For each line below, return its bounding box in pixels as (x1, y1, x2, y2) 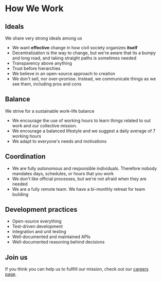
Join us (5, 253, 28, 262)
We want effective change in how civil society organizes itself (12, 45, 138, 50)
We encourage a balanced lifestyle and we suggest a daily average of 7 (12, 128, 156, 134)
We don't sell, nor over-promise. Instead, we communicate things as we (12, 76, 156, 81)
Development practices (5, 205, 78, 214)
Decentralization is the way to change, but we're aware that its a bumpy (12, 50, 156, 56)
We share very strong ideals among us (5, 35, 82, 41)
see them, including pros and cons (12, 81, 82, 87)
